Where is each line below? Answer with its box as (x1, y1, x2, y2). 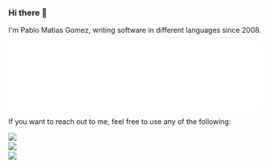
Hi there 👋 (8, 7, 48, 18)
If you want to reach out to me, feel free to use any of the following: (8, 116, 231, 126)
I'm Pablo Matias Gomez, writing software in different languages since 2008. (8, 26, 262, 35)
